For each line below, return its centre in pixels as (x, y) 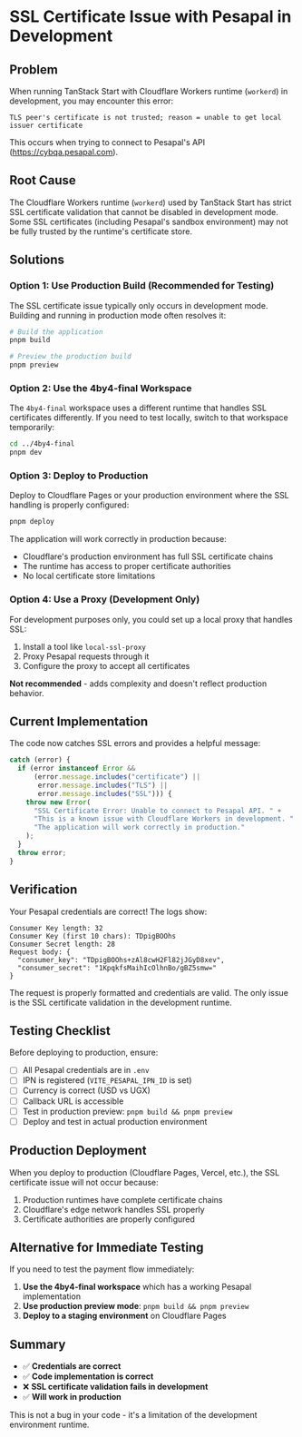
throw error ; (42, 852)
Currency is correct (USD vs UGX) (87, 1090)
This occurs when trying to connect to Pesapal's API (107, 142)
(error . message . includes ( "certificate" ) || (117, 777)
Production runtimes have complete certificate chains (123, 1199)
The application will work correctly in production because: (118, 539)
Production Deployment (78, 1151)
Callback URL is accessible (73, 1101)
